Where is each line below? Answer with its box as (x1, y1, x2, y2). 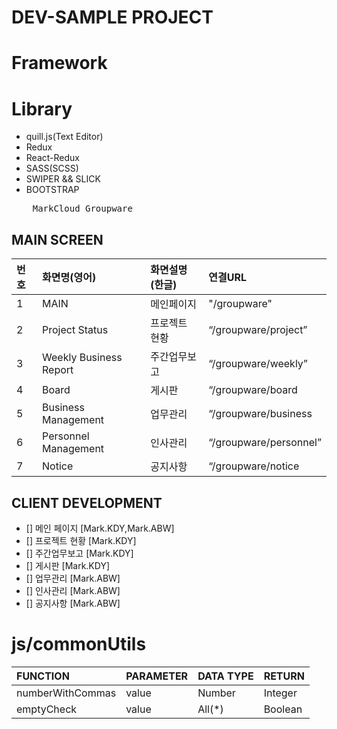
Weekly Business (42, 351, 123, 365)
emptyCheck (16, 702, 78, 716)
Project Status (42, 323, 109, 337)
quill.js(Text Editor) (25, 131, 104, 143)
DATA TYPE (197, 669, 254, 683)
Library (11, 97, 73, 120)
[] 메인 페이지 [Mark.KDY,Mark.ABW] (25, 522, 175, 534)
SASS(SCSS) (25, 162, 79, 175)
